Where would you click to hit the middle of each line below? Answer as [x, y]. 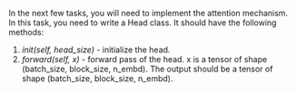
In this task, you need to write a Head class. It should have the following [143, 23]
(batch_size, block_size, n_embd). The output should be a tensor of [147, 69]
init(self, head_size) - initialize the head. [96, 50]
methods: [26, 32]
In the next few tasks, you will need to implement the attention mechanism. [148, 13]
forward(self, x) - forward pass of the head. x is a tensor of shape [144, 59]
